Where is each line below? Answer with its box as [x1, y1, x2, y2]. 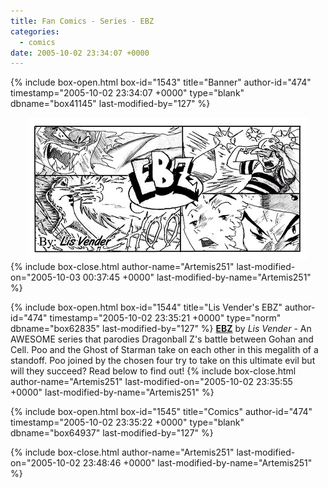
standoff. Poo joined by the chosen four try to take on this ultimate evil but [10, 355, 316, 367]
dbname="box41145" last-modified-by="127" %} [10, 98, 211, 110]
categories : [10, 26, 60, 37]
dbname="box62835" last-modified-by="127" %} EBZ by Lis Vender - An [10, 323, 312, 335]
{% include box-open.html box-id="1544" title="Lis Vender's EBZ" [10, 301, 283, 314]
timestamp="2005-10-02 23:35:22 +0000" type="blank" [10, 416, 245, 429]
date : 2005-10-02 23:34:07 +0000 [10, 48, 150, 58]
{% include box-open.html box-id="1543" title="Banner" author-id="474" [10, 76, 312, 89]
